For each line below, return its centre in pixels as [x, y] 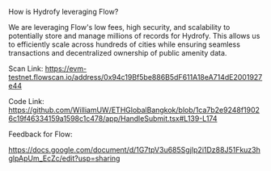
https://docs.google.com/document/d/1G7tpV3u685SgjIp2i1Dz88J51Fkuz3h [135, 150]
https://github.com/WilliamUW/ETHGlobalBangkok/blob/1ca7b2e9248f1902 [134, 110]
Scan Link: [26, 69]
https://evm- [66, 69]
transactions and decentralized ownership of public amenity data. [118, 53]
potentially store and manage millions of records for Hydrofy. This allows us [134, 36]
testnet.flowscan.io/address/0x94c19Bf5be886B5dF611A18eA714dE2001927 [135, 77]
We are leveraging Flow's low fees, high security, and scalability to [119, 27]
